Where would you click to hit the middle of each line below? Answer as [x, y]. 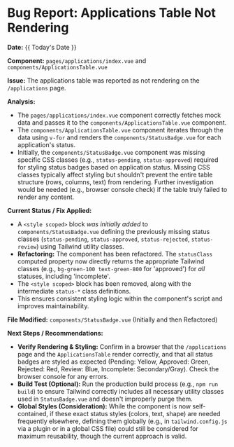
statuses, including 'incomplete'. [64, 276]
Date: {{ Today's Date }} [42, 47]
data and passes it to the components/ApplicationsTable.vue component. [122, 122]
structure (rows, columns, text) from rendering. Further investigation [116, 182]
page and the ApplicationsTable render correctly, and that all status [115, 354]
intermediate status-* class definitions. [74, 291]
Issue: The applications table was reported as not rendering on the [104, 80]
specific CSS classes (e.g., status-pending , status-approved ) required [118, 160]
